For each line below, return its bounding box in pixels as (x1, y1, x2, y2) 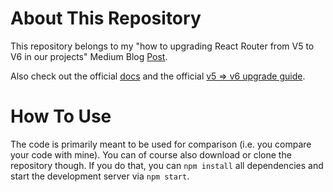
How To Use (10, 105, 112, 128)
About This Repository (10, 7, 202, 30)
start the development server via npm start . (10, 170, 190, 182)
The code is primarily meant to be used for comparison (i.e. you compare (10, 138, 312, 150)
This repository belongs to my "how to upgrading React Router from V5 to (10, 40, 315, 52)
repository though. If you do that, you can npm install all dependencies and (10, 159, 324, 171)
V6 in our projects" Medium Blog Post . (10, 50, 168, 62)
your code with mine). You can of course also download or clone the (10, 148, 292, 161)
